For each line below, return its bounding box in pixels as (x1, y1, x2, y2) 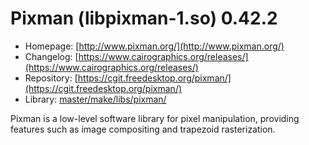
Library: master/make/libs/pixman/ (24, 93, 167, 105)
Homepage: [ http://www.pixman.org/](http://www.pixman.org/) (24, 40, 285, 52)
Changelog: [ (24, 50, 79, 62)
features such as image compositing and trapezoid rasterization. (10, 123, 276, 135)
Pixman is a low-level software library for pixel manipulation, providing (10, 112, 300, 124)
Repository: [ (24, 72, 78, 84)
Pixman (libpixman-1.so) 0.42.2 (10, 7, 278, 30)
